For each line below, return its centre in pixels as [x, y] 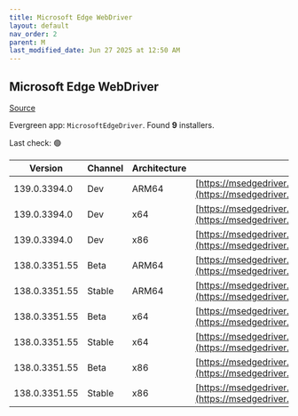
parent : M [27, 42]
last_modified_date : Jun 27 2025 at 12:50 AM [94, 51]
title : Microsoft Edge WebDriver [71, 17]
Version [47, 168]
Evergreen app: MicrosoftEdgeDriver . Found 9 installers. [112, 124]
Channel [106, 168]
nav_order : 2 [33, 34]
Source [22, 108]
